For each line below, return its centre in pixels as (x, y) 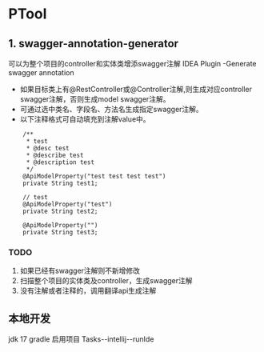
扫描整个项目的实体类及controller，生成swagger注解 (106, 281)
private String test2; (60, 211)
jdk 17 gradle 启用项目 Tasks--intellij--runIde (81, 339)
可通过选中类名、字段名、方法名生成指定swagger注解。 (112, 109)
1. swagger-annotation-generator (93, 44)
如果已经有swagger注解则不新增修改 (80, 271)
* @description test (60, 162)
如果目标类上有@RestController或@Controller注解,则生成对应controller (136, 89)
